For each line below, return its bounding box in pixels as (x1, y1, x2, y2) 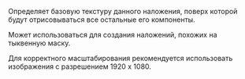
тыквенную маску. (8, 38, 71, 48)
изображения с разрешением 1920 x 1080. (8, 62, 152, 71)
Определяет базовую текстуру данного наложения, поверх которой (8, 7, 238, 16)
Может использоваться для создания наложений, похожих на (8, 31, 217, 39)
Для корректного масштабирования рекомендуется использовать (8, 54, 233, 63)
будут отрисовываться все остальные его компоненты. (8, 15, 195, 24)
